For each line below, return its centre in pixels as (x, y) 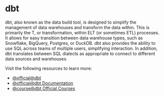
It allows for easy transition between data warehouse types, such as (74, 38)
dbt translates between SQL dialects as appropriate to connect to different (80, 53)
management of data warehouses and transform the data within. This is (77, 27)
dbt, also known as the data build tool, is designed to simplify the (71, 22)
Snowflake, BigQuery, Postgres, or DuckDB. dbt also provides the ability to (80, 43)
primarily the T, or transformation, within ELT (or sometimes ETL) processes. (82, 32)
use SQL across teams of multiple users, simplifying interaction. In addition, (82, 48)
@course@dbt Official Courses (43, 88)
